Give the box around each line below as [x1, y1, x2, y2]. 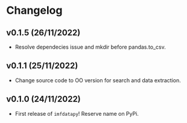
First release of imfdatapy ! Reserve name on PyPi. [14, 110, 139, 117]
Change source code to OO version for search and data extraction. [14, 76, 181, 84]
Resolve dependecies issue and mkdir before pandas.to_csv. [14, 43, 166, 50]
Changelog [6, 4, 63, 17]
